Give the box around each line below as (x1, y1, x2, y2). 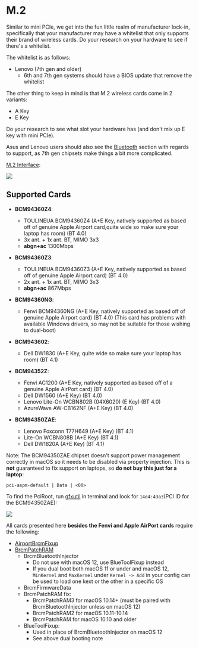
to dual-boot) (23, 326, 56, 334)
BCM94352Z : (14, 367, 49, 374)
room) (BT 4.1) (23, 356, 58, 363)
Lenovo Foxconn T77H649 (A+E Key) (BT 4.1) (23, 427, 134, 435)
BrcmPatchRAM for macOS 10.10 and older (32, 615, 137, 623)
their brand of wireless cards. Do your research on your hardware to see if (6, 36, 188, 43)
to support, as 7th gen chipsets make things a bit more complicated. (6, 150, 173, 157)
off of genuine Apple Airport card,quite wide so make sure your (23, 223, 179, 230)
